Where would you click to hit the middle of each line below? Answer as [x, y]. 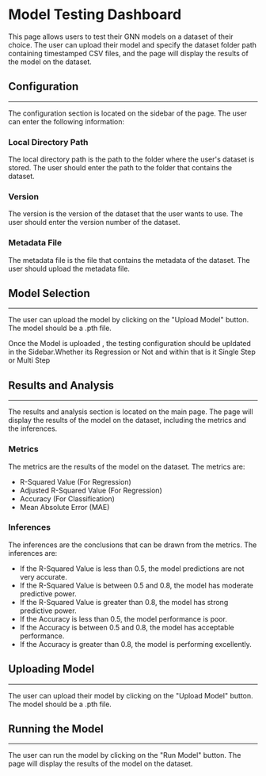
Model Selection [49, 293]
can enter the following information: [66, 121]
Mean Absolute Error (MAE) [65, 507]
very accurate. [43, 576]
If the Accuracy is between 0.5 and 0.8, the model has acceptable [127, 627]
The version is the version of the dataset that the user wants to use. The [126, 214]
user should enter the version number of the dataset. [94, 223]
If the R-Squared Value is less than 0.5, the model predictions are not [132, 569]
